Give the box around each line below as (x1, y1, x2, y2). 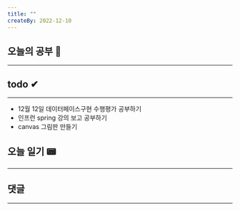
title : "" (7, 10, 37, 18)
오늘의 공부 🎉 (7, 45, 62, 57)
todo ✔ (7, 78, 39, 90)
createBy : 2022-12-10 (7, 17, 72, 24)
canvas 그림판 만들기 (17, 123, 78, 131)
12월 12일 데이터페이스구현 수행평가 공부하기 (17, 105, 141, 113)
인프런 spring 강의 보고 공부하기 (17, 113, 107, 122)
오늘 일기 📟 (7, 145, 56, 158)
